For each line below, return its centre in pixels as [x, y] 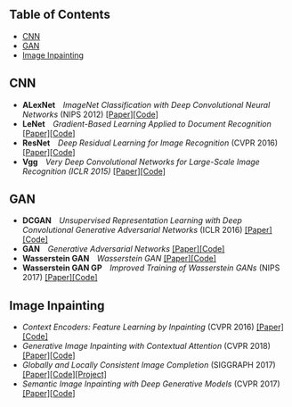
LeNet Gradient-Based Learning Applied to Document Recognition [146, 123]
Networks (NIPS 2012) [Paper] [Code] [90, 114]
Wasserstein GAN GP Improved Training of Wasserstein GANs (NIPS [151, 268]
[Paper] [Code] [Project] [64, 375]
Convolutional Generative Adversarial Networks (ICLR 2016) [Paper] [147, 230]
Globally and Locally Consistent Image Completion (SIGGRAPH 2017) [149, 365]
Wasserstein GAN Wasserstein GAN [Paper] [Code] [119, 259]
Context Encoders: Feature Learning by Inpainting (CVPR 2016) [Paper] [153, 327]
